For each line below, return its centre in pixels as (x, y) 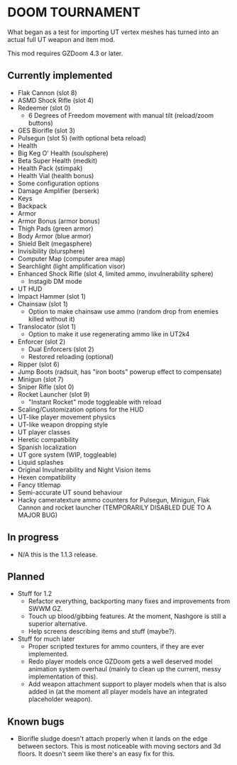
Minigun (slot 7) (40, 379)
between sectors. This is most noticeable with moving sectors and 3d (119, 747)
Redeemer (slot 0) (44, 108)
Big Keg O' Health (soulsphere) (63, 153)
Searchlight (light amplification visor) (71, 266)
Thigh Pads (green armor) (55, 229)
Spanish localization (47, 447)
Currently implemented (60, 76)
